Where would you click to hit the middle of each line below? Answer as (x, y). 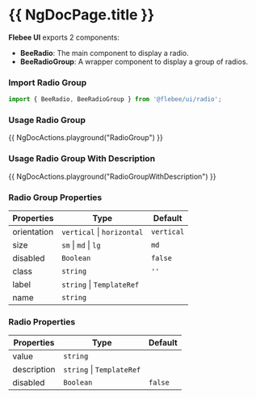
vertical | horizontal (103, 232)
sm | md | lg (81, 245)
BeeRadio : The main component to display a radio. (105, 53)
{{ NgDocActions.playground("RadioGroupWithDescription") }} (112, 176)
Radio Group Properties (55, 197)
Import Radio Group (48, 83)
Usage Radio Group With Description (82, 159)
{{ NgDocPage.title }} (82, 15)
